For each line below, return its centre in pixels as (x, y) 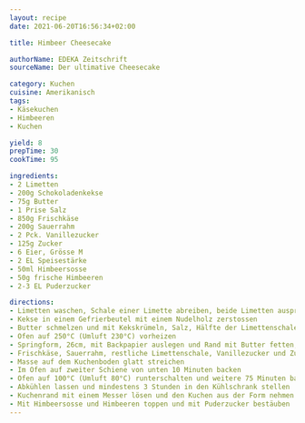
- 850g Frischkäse (44, 218)
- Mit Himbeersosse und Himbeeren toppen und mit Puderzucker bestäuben (150, 404)
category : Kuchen (42, 84)
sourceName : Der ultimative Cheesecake (85, 68)
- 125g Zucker (36, 244)
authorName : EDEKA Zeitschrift (69, 59)
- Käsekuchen (34, 109)
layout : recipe (38, 18)
